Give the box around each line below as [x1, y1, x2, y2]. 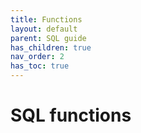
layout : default [10, 24, 78, 34]
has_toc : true [10, 61, 70, 71]
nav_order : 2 [10, 52, 65, 62]
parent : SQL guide [10, 33, 87, 43]
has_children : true [10, 42, 92, 53]
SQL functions [10, 104, 132, 127]
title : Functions [10, 14, 83, 25]
